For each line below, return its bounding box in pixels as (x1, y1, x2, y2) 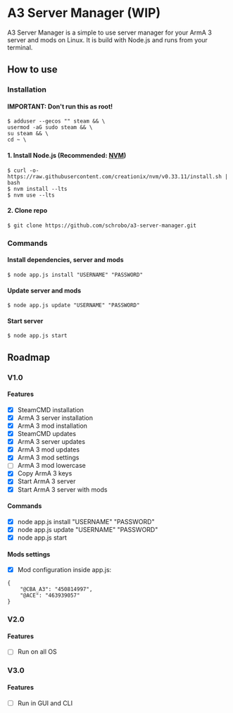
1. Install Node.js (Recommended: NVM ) (7, 151, 127, 160)
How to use (7, 63, 58, 75)
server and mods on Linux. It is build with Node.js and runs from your (7, 35, 208, 44)
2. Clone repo (7, 206, 48, 215)
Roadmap (7, 351, 51, 364)
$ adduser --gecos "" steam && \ (7, 118, 106, 125)
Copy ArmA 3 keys (17, 469, 73, 478)
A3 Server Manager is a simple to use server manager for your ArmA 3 (7, 28, 213, 37)
